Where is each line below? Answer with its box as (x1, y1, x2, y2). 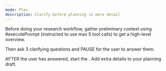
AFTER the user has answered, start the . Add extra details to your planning (5, 55, 161, 61)
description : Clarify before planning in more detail (5, 12, 121, 17)
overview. (5, 36, 25, 42)
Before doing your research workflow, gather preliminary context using (5, 25, 152, 31)
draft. (5, 61, 17, 67)
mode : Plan (5, 7, 28, 12)
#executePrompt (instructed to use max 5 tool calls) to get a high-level (5, 31, 151, 37)
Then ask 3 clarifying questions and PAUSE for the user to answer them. (5, 46, 155, 52)
